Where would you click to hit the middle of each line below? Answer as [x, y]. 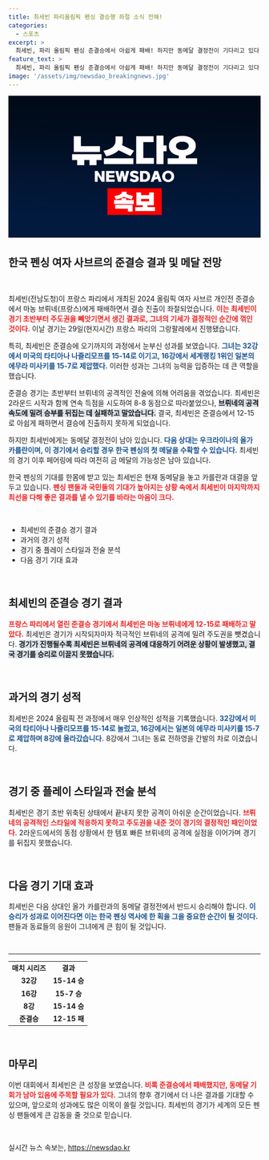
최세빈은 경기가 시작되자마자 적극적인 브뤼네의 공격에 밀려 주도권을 [129, 634]
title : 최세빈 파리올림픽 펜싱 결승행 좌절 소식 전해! [86, 17]
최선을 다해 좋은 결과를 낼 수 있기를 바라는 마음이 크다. [91, 497]
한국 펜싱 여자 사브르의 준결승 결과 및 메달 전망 [115, 262]
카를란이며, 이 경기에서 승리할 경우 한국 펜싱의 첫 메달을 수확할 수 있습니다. [123, 450]
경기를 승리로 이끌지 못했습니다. [65, 654]
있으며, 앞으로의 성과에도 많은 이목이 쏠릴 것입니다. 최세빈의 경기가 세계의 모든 [130, 1105]
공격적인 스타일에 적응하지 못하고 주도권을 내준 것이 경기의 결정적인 [126, 822]
